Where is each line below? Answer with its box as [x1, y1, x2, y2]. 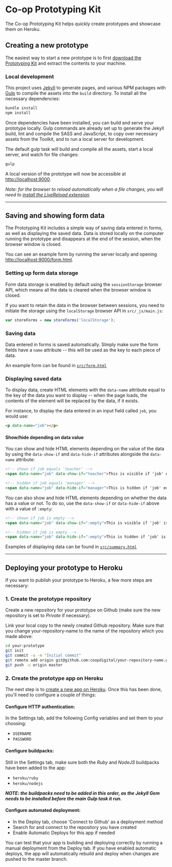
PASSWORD [12, 737, 32, 742]
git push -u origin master [5, 662, 63, 667]
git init [5, 648, 24, 654]
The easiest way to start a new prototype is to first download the [5, 55, 142, 61]
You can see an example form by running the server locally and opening [5, 251, 157, 258]
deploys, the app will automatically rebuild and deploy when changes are [5, 850, 159, 857]
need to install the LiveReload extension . [5, 191, 91, 197]
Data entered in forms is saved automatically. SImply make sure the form [5, 341, 159, 348]
